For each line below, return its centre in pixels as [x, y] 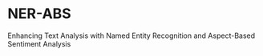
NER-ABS [39, 14]
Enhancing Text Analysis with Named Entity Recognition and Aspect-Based [131, 35]
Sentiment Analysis [39, 43]
